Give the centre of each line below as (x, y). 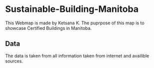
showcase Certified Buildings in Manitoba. (49, 28)
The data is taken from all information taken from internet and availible (77, 56)
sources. (14, 61)
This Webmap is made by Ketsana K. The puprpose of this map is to (75, 23)
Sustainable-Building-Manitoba (72, 9)
